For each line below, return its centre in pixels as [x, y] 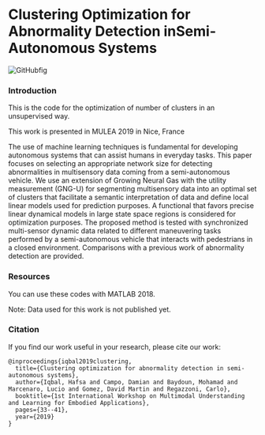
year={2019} [35, 417]
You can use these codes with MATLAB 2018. [82, 293]
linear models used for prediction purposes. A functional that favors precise [131, 206]
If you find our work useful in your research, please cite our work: [114, 346]
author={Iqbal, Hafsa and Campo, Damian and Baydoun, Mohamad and [127, 382]
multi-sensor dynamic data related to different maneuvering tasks [115, 231]
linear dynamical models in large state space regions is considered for [122, 214]
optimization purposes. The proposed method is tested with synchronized [128, 222]
